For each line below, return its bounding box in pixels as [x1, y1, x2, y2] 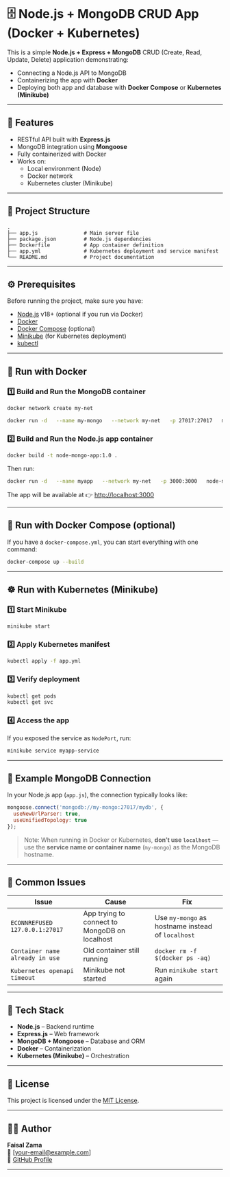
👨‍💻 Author [7, 1123, 52, 1134]
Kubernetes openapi [10, 967, 74, 974]
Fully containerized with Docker [16, 150, 107, 158]
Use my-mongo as [155, 913, 207, 922]
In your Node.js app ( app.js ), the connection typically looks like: [7, 791, 188, 799]
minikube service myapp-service [7, 747, 99, 754]
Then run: [7, 464, 35, 472]
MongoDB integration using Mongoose [16, 142, 128, 150]
